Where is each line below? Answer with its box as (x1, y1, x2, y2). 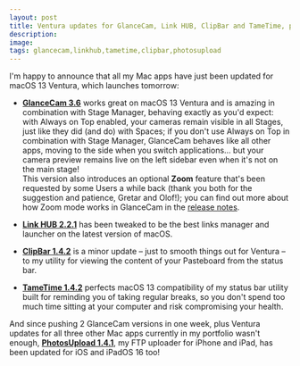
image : (9, 37, 34, 47)
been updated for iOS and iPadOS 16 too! (9, 347, 161, 358)
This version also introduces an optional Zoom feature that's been (21, 173, 266, 184)
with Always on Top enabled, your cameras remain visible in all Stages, (21, 117, 284, 128)
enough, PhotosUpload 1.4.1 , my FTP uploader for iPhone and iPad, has (9, 337, 274, 348)
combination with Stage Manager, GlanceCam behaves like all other (21, 136, 271, 146)
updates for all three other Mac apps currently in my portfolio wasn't (9, 328, 261, 339)
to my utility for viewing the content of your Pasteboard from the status (21, 255, 284, 266)
